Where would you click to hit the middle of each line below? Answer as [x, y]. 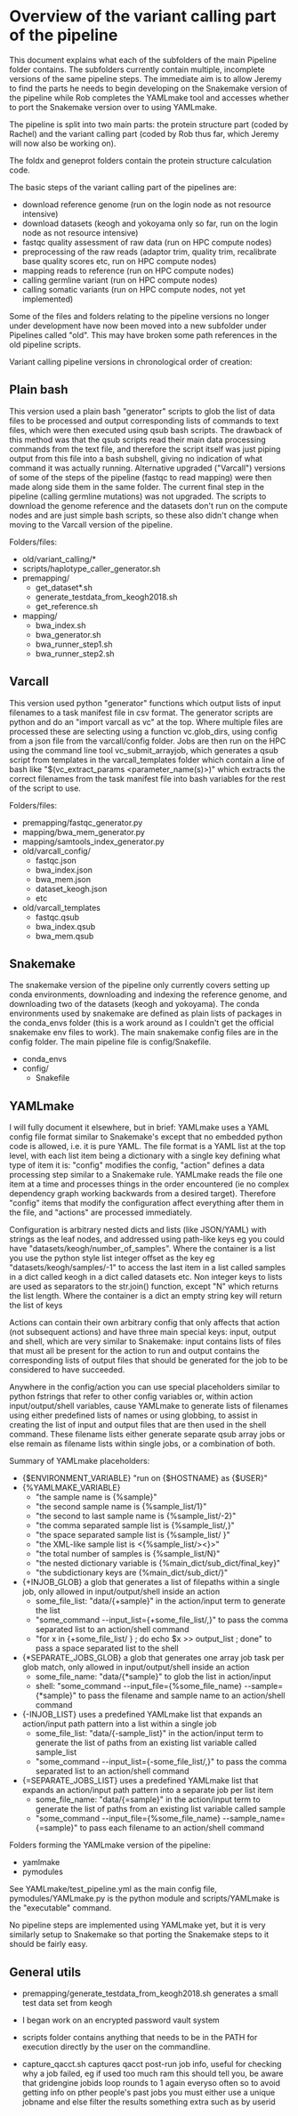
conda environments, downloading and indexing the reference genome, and [148, 994]
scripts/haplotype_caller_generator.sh [91, 568]
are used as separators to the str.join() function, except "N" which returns [144, 1286]
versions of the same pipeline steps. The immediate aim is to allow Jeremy [145, 78]
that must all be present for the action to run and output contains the [134, 1351]
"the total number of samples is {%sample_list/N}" [128, 1554]
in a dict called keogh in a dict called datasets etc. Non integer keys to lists [146, 1277]
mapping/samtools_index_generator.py [93, 841]
